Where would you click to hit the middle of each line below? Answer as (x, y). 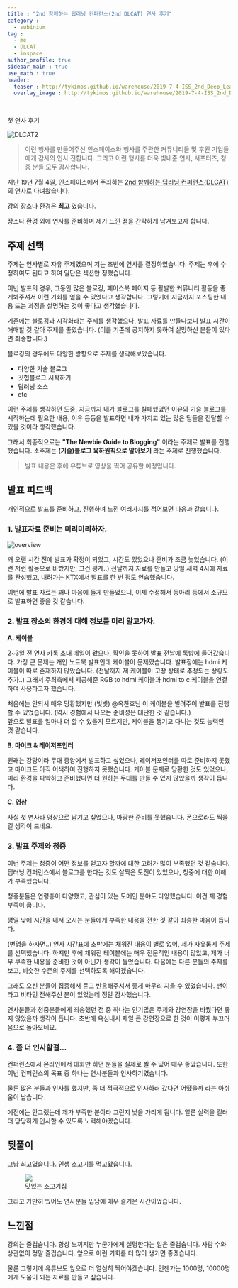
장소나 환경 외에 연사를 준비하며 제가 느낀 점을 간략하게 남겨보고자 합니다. (108, 221)
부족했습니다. (33, 881)
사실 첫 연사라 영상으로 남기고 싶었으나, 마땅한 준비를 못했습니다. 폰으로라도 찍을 (118, 818)
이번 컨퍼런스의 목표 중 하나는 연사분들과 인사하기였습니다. (88, 1073)
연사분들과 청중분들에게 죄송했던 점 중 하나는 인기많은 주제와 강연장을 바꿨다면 (115, 1009)
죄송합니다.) (31, 338)
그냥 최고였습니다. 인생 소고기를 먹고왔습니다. (70, 1164)
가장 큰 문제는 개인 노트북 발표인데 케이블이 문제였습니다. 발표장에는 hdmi (118, 662)
